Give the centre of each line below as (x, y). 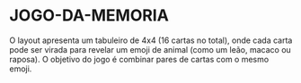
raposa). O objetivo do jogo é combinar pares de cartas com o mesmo (139, 59)
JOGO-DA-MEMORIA (89, 16)
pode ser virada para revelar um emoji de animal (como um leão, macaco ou (150, 49)
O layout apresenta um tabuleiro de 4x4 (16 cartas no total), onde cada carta (151, 40)
